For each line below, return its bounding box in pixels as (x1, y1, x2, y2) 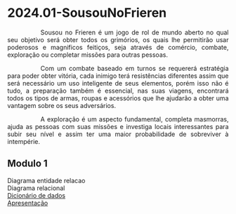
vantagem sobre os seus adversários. (7, 101, 117, 109)
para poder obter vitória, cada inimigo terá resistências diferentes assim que (7, 72, 229, 80)
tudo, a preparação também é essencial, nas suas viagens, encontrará (7, 86, 229, 95)
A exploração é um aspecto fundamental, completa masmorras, (40, 114, 229, 123)
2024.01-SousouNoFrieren (7, 5, 167, 21)
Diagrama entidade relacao (7, 176, 86, 185)
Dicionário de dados (7, 191, 66, 199)
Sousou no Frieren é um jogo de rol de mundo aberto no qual (40, 28, 229, 36)
